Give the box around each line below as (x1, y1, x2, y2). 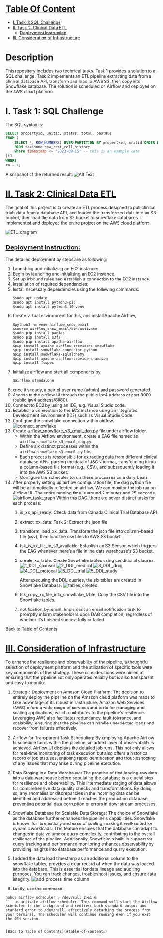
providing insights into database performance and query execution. (12, 846, 147, 852)
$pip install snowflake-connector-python (12, 347, 97, 352)
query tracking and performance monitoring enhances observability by (12, 841, 154, 847)
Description (5, 52, 54, 63)
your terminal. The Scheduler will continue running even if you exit (5, 912, 151, 917)
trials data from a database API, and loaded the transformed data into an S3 (5, 210, 156, 215)
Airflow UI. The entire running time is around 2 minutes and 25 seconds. (12, 490, 156, 495)
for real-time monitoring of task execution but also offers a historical (12, 750, 149, 756)
